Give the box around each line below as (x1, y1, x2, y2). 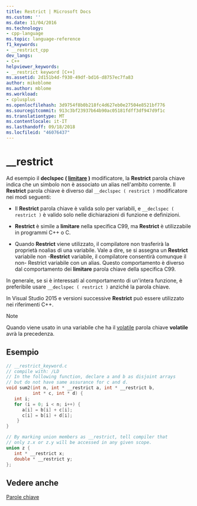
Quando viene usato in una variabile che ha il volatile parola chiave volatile (6, 323, 188, 331)
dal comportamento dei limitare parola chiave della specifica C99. (14, 265, 176, 273)
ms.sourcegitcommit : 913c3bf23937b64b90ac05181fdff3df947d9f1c (6, 108, 166, 113)
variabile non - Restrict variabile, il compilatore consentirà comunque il (14, 252, 186, 260)
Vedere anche (6, 478, 59, 488)
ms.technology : (6, 25, 44, 31)
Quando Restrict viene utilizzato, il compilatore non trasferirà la (14, 240, 170, 247)
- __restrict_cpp (6, 47, 49, 53)
